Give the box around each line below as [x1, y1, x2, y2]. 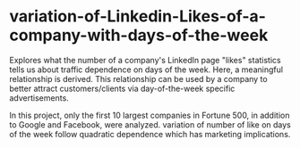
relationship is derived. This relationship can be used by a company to [9, 73, 268, 84]
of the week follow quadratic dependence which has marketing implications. [9, 128, 291, 139]
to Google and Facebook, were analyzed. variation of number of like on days [9, 119, 291, 130]
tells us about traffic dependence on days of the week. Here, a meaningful [9, 64, 284, 75]
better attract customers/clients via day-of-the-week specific [9, 83, 236, 94]
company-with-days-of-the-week [9, 25, 269, 45]
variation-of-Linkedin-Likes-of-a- [9, 6, 267, 27]
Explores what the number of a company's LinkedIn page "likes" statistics [9, 54, 281, 65]
